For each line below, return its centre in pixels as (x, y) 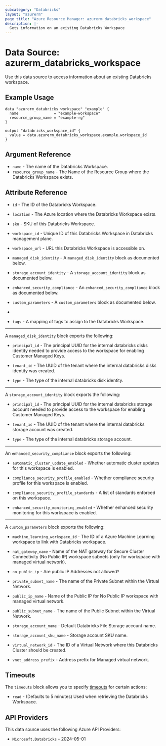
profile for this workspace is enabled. (50, 483)
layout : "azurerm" (24, 14)
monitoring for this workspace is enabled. (55, 512)
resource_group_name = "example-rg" (47, 118)
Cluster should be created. (39, 650)
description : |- (22, 24)
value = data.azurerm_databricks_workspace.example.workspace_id (78, 135)
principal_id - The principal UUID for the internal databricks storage (82, 404)
